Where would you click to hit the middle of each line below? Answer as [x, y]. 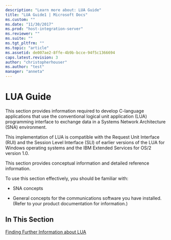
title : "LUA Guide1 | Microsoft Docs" [46, 15]
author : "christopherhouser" [36, 62]
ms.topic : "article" [27, 48]
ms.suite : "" [19, 39]
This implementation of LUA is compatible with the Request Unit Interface [82, 137]
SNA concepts [28, 188]
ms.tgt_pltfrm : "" [25, 43]
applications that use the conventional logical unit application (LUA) [76, 116]
